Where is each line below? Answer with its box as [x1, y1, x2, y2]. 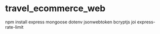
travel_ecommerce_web [5, 3, 106, 14]
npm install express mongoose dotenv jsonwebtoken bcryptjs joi [5, 19, 136, 25]
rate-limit [5, 24, 24, 30]
